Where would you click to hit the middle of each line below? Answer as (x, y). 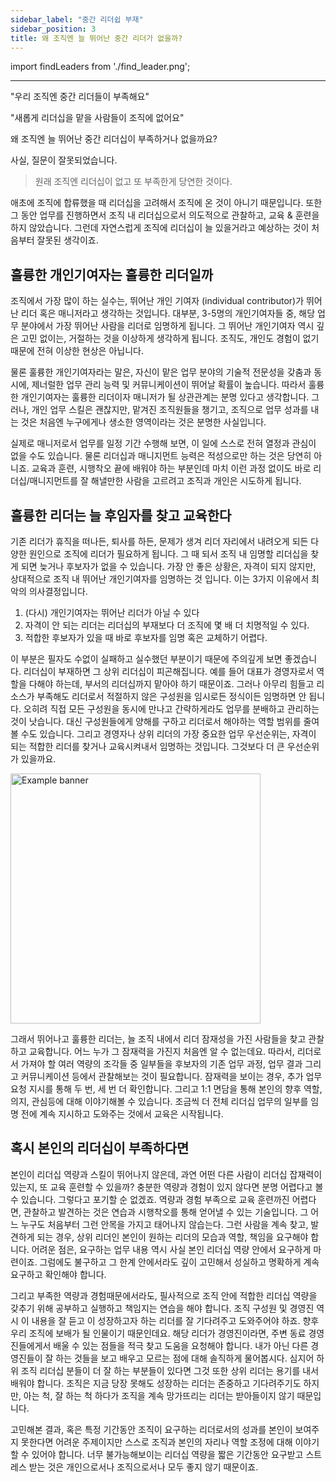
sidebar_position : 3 (53, 29)
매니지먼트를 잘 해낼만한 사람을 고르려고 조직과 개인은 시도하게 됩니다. (165, 481)
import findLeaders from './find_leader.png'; (100, 67)
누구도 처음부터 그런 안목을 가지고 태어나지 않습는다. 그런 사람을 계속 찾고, (164, 1224)
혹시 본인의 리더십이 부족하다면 (100, 1148)
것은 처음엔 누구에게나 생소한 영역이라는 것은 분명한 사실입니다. (143, 422)
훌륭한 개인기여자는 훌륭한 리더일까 (112, 274)
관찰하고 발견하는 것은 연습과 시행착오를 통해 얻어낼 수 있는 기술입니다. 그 (166, 1212)
